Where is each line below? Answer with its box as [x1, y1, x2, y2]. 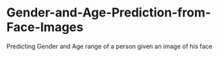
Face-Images [6, 19, 84, 35]
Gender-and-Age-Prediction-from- [6, 5, 211, 21]
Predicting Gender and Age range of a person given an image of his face [6, 42, 213, 50]
